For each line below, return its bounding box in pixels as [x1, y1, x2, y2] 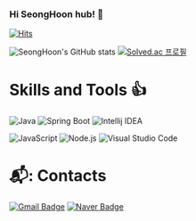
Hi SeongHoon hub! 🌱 [9, 8, 104, 20]
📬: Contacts [9, 166, 107, 186]
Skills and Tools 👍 [9, 80, 147, 101]
